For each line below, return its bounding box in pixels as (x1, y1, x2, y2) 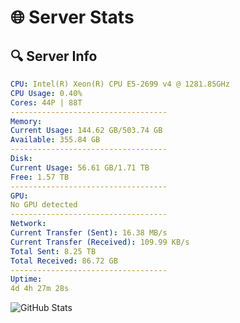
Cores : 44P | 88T (10, 97, 83, 108)
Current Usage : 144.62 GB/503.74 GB (10, 126, 163, 136)
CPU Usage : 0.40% (10, 88, 83, 98)
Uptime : (10, 274, 43, 285)
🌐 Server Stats (10, 6, 135, 29)
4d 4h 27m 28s (10, 284, 70, 294)
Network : (10, 219, 47, 229)
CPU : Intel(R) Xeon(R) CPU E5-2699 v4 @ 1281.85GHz (10, 79, 230, 89)
